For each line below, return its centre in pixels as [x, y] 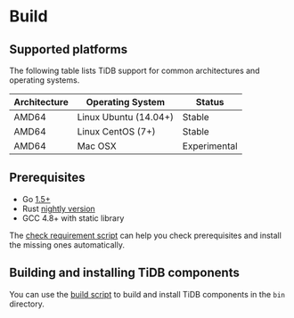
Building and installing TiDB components [125, 273]
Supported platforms [68, 49]
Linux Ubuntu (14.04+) [126, 117]
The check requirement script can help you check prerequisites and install [146, 235]
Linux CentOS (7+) [116, 131]
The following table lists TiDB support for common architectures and [135, 70]
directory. [27, 304]
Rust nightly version [58, 208]
